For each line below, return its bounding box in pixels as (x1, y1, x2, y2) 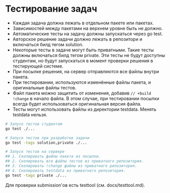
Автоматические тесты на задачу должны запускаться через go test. (12, 30, 163, 37)
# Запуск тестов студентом (5, 121, 62, 126)
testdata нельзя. (12, 111, 48, 117)
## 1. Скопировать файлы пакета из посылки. (5, 154, 101, 159)
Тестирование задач (5, 3, 97, 15)
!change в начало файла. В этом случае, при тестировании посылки (12, 95, 160, 102)
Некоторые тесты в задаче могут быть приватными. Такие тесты (12, 47, 154, 53)
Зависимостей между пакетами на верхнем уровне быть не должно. (12, 25, 163, 31)
